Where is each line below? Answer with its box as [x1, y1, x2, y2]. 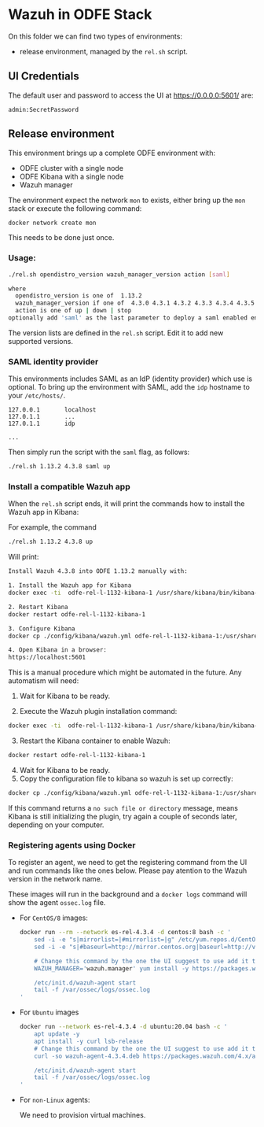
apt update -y [34, 1030, 80, 1038]
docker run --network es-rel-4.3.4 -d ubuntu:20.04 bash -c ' [19, 1023, 228, 1031]
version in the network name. [8, 874, 103, 884]
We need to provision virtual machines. [19, 1110, 146, 1120]
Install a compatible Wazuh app [8, 482, 131, 493]
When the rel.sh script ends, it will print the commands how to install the [8, 499, 245, 508]
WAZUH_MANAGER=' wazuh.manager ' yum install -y [34, 964, 189, 973]
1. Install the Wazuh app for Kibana [8, 582, 132, 589]
